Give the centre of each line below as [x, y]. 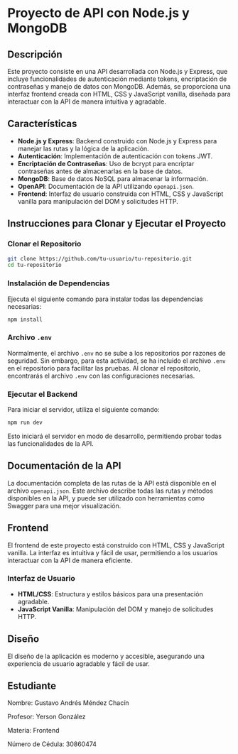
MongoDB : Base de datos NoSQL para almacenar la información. [113, 178]
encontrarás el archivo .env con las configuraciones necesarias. [101, 376]
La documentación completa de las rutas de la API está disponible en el [112, 483]
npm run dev [25, 423]
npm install [25, 319]
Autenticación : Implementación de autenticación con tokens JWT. [115, 156]
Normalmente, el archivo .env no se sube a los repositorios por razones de [117, 353]
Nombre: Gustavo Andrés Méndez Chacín [68, 703]
